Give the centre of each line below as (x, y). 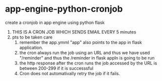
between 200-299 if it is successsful (56, 68)
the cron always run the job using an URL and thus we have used (85, 53)
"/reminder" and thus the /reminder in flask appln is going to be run (87, 58)
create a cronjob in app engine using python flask (55, 22)
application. (31, 47)
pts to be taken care (32, 37)
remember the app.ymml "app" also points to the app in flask (81, 42)
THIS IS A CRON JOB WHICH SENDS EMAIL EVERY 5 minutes (74, 32)
